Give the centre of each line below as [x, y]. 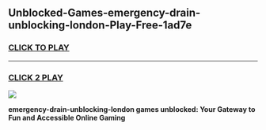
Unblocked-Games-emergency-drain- [104, 13]
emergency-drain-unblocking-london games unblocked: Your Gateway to [132, 109]
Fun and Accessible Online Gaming [67, 117]
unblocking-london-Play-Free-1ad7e [100, 26]
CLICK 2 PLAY [36, 77]
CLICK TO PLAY [39, 48]
